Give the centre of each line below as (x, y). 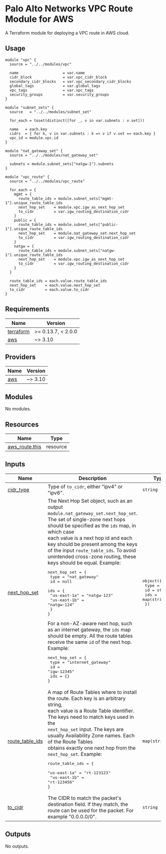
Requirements (27, 309)
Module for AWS (40, 19)
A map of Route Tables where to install (92, 692)
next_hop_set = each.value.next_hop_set (55, 285)
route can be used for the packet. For (91, 810)
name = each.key (29, 129)
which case (61, 532)
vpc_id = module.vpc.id (34, 138)
